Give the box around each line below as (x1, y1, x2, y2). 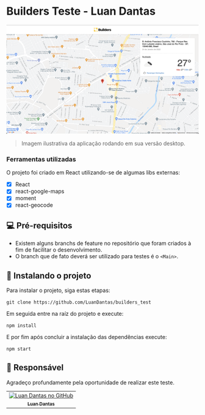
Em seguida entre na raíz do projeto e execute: (6, 310, 124, 318)
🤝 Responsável (6, 362, 64, 373)
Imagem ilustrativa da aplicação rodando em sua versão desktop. (21, 140, 186, 147)
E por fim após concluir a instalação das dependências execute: (6, 334, 167, 341)
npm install (6, 323, 37, 329)
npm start (6, 346, 32, 353)
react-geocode (15, 201, 53, 209)
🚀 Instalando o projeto (6, 271, 92, 281)
